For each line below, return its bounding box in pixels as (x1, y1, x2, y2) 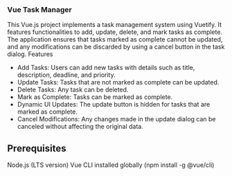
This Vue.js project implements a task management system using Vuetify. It (7, 21, 222, 29)
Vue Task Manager (7, 5, 72, 15)
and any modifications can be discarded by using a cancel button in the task (7, 43, 225, 51)
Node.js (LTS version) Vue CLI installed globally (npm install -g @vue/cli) (7, 161, 215, 169)
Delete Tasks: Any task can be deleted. (17, 85, 129, 94)
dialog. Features (7, 50, 53, 58)
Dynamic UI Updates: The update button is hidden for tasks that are (17, 100, 211, 109)
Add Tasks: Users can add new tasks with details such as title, (17, 64, 195, 72)
